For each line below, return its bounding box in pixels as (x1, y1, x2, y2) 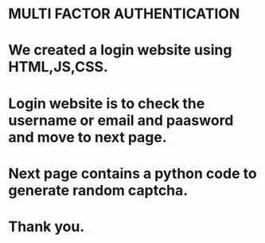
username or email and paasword (8, 111, 234, 129)
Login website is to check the (8, 94, 205, 112)
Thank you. (8, 218, 85, 235)
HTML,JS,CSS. (8, 58, 109, 76)
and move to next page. (8, 128, 167, 146)
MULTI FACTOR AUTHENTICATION (8, 5, 240, 23)
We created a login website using (8, 41, 232, 60)
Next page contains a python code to (8, 164, 257, 183)
